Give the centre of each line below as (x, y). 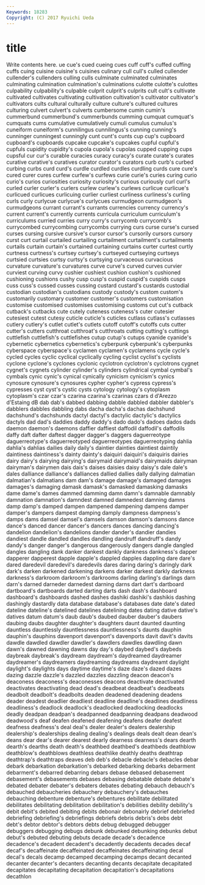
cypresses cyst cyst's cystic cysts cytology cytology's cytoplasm (88, 389)
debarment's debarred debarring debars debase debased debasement (95, 773)
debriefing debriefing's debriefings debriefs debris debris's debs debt (95, 818)
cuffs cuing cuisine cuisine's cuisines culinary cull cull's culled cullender (97, 72)
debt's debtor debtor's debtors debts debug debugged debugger (88, 824)
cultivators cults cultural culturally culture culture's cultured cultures (92, 104)
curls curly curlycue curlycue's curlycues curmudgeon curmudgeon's (94, 201)
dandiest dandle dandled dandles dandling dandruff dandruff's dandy (94, 539)
